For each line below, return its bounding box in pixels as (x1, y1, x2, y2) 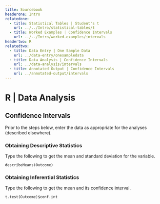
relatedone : (5, 16, 29, 21)
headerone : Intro (5, 12, 40, 17)
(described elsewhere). (5, 129, 52, 135)
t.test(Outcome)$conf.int (5, 195, 58, 200)
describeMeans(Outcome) (5, 163, 54, 168)
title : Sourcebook (5, 7, 42, 12)
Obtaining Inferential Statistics (5, 174, 80, 181)
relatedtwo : (5, 44, 29, 49)
